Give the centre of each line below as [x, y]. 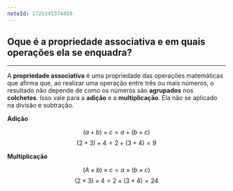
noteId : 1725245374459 [40, 14]
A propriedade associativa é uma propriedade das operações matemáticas [115, 76]
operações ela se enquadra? [70, 53]
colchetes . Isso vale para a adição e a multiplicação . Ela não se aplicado [112, 98]
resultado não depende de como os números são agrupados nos [101, 90]
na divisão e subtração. [41, 106]
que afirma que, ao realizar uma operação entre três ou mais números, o [111, 83]
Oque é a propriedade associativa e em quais [106, 42]
